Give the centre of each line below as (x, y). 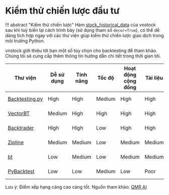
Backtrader (21, 127)
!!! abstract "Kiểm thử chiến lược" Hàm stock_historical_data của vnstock (80, 25)
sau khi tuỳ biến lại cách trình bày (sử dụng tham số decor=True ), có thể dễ (82, 30)
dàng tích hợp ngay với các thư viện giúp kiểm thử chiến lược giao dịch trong (84, 35)
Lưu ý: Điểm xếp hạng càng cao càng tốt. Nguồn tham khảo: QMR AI (76, 187)
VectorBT (19, 113)
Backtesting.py (25, 99)
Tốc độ (106, 78)
